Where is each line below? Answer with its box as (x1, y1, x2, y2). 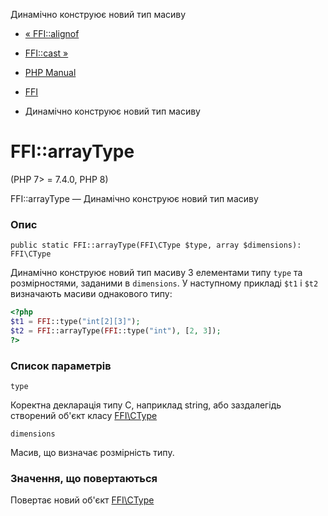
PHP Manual (24, 67, 77, 78)
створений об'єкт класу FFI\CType (10, 410, 158, 422)
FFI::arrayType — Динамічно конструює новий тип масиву (10, 192, 259, 204)
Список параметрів (10, 359, 112, 373)
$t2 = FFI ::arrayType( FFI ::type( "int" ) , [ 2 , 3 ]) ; (10, 325, 222, 336)
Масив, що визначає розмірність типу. (10, 447, 175, 459)
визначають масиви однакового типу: (10, 288, 173, 300)
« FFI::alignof (24, 28, 80, 39)
